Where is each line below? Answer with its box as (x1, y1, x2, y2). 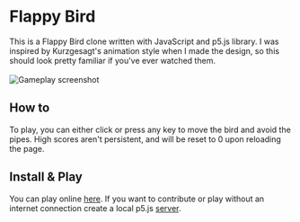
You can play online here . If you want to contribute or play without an (9, 193, 265, 204)
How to (9, 101, 50, 116)
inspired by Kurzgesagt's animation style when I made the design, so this (9, 45, 280, 56)
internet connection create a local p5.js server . (9, 202, 181, 213)
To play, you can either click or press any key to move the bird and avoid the (9, 124, 292, 135)
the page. (9, 143, 45, 154)
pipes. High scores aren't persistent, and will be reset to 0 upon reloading (9, 133, 281, 145)
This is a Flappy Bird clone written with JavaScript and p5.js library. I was (9, 36, 279, 47)
